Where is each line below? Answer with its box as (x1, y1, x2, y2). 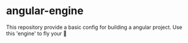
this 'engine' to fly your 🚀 (6, 29, 67, 37)
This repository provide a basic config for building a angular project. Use (6, 24, 183, 31)
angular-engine (6, 4, 84, 18)
